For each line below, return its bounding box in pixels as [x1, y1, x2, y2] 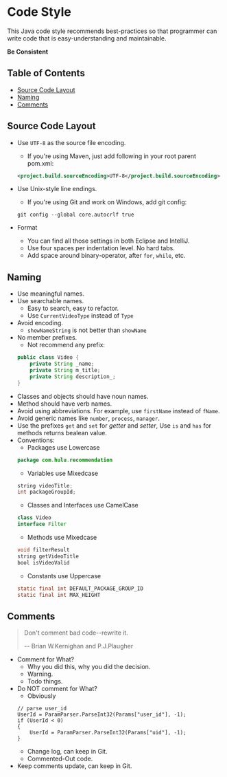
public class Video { [16, 354, 80, 361]
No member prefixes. [16, 333, 77, 342]
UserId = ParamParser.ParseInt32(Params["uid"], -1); [29, 730, 187, 736]
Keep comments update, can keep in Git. [16, 762, 132, 770]
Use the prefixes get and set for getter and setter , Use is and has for [16, 421, 211, 430]
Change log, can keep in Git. [27, 747, 108, 756]
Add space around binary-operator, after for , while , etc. [27, 252, 186, 260]
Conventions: [16, 436, 55, 444]
